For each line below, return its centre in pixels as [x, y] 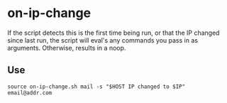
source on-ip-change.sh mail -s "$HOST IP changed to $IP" [96, 87]
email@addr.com [30, 93]
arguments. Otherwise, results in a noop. [67, 48]
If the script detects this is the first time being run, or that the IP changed [113, 33]
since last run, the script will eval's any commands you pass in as [103, 40]
